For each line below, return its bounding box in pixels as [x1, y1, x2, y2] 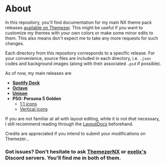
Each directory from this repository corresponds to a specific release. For [5, 50, 155, 56]
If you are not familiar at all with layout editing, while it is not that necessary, [5, 115, 160, 121]
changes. [5, 40, 24, 46]
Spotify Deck [12, 80, 40, 86]
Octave [12, 85, 28, 91]
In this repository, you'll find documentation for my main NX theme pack [5, 19, 152, 25]
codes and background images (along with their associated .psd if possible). [5, 60, 162, 66]
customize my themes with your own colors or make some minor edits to [5, 30, 154, 36]
